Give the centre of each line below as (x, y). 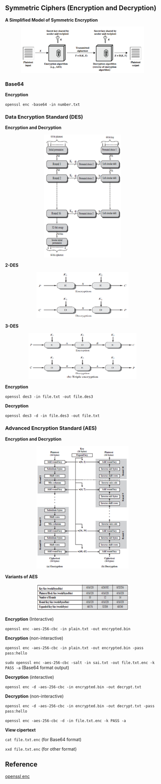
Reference (21, 765)
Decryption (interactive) (30, 677)
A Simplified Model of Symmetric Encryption (52, 20)
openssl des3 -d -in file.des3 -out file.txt (52, 416)
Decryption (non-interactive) (34, 696)
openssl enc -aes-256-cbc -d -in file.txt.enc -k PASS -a (66, 721)
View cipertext (20, 730)
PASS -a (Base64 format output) (37, 668)
